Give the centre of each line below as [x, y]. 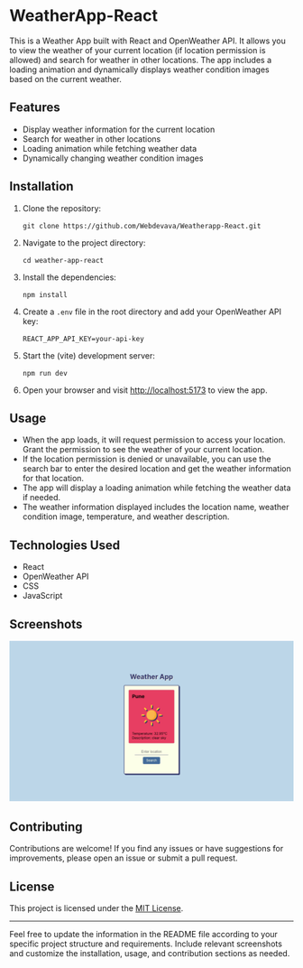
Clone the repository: [62, 208]
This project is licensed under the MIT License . [96, 908]
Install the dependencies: [69, 277]
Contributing [46, 827]
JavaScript [42, 596]
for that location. [53, 479]
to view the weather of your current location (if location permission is [138, 50]
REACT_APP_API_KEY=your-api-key [83, 339]
